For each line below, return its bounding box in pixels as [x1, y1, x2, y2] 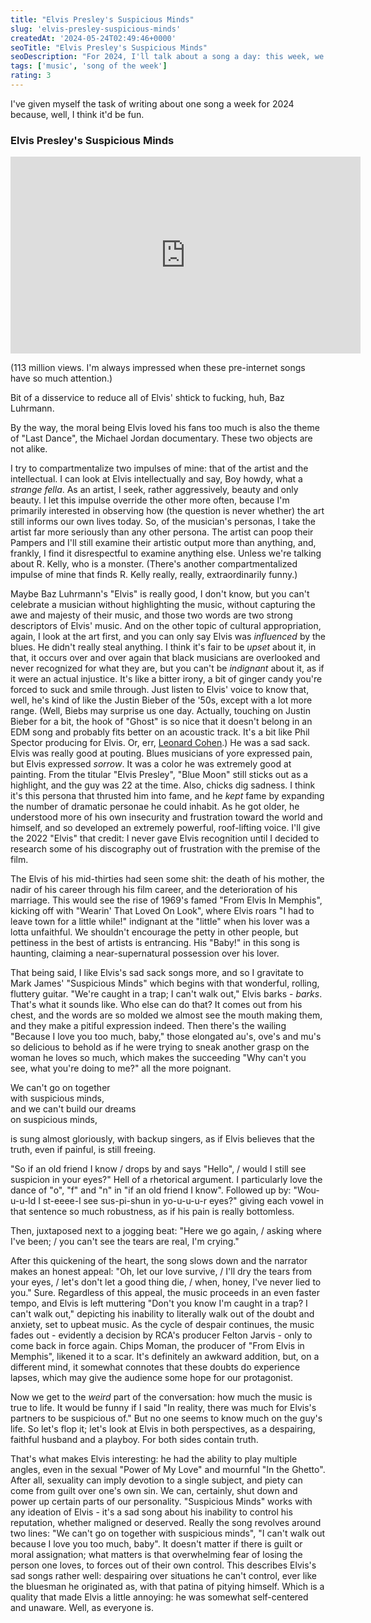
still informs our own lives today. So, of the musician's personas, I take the [10, 516, 316, 528]
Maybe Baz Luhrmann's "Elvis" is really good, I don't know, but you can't [10, 588, 310, 600]
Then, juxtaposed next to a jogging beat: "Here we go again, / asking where [10, 1225, 322, 1237]
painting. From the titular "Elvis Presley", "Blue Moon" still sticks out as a [10, 769, 309, 781]
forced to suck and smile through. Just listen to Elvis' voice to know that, [10, 684, 310, 696]
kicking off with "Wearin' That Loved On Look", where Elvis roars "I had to [10, 905, 315, 917]
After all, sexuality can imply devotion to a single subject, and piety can [10, 1474, 303, 1486]
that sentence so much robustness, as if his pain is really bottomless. [10, 1206, 295, 1218]
